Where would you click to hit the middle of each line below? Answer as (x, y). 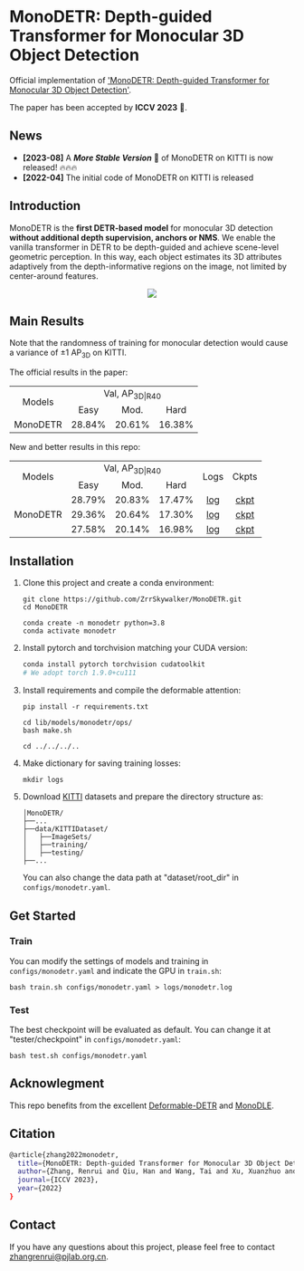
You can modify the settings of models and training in (109, 960)
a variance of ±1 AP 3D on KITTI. (68, 354)
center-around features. (54, 276)
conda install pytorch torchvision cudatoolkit (114, 664)
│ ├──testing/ (53, 853)
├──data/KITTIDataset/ (65, 829)
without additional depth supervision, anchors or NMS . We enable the (142, 237)
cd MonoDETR (45, 607)
